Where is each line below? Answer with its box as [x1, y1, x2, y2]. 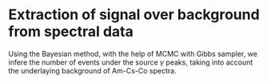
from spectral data [8, 22, 134, 41]
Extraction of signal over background [8, 6, 260, 24]
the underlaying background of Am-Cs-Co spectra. [8, 65, 177, 75]
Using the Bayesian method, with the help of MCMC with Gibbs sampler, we [8, 49, 258, 58]
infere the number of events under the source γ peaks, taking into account [8, 57, 253, 67]
